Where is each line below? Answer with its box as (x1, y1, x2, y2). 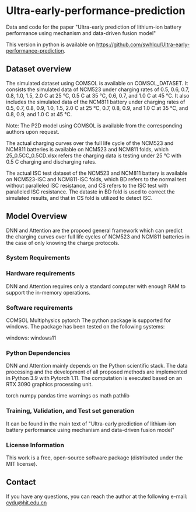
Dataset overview (6, 64, 72, 74)
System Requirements (6, 254, 71, 262)
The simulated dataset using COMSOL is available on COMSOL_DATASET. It (6, 79, 188, 87)
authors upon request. (6, 128, 60, 135)
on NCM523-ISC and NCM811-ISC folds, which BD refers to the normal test (6, 175, 187, 182)
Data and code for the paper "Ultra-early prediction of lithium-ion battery (6, 23, 182, 30)
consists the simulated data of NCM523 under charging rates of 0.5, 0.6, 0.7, (6, 86, 190, 93)
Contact (6, 478, 36, 487)
